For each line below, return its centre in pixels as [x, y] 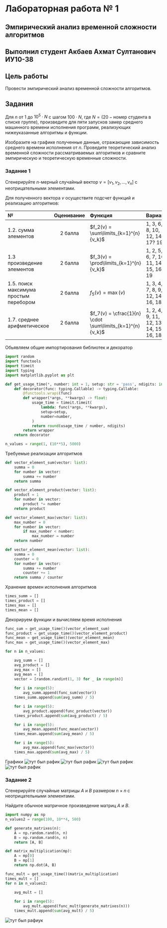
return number [29, 541]
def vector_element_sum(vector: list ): [46, 463]
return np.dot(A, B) [35, 865]
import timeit [20, 366]
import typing [20, 370]
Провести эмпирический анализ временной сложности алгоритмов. [78, 88]
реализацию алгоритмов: [32, 203]
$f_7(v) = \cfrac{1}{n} [115, 313]
